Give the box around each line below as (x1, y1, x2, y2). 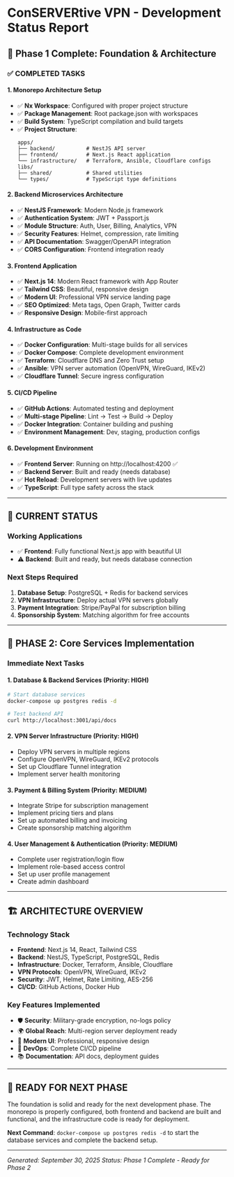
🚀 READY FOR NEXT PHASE (7, 1081, 128, 1093)
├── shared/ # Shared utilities (17, 169, 143, 176)
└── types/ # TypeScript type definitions (17, 175, 177, 182)
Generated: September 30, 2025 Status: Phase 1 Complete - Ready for (7, 1156, 210, 1164)
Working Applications (7, 531, 83, 541)
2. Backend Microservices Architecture (7, 190, 123, 198)
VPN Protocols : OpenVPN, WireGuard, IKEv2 (17, 968, 146, 976)
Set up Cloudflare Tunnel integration (17, 762, 122, 770)
